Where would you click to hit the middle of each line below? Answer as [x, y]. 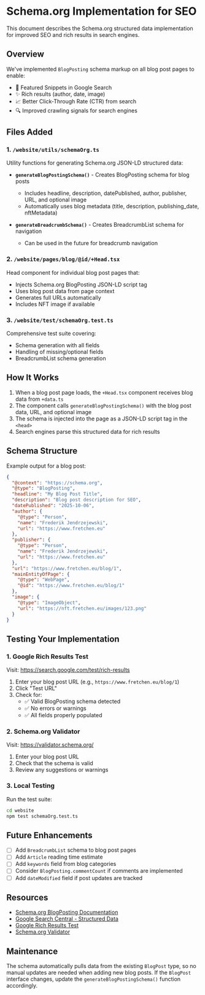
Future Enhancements [50, 835]
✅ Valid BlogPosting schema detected [72, 701]
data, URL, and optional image [53, 412]
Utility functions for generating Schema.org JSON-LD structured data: [95, 163]
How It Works [33, 378]
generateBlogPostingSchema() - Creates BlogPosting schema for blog [102, 175]
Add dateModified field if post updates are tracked [79, 878]
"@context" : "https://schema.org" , [57, 483]
